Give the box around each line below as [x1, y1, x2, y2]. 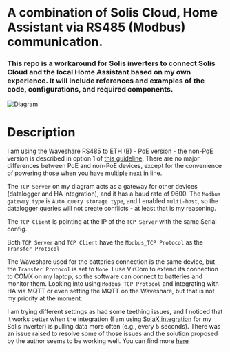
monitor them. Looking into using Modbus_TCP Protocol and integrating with [7, 280, 219, 288]
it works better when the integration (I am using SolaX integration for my [7, 315, 212, 323]
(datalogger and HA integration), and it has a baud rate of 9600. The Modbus [7, 189, 221, 198]
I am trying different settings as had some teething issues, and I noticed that [7, 308, 223, 316]
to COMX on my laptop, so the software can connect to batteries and [7, 272, 203, 280]
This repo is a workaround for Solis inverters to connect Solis [7, 59, 216, 68]
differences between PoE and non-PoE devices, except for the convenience [7, 162, 222, 170]
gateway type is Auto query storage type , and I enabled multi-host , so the [7, 197, 219, 205]
